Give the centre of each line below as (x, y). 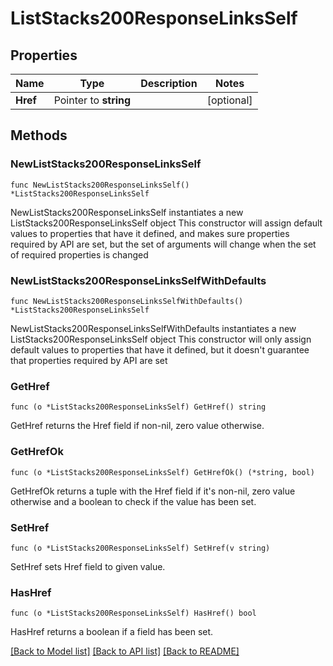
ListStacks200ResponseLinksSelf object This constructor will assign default (166, 223)
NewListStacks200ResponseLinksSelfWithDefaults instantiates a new (153, 328)
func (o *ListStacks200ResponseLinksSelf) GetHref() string (138, 407)
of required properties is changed (79, 254)
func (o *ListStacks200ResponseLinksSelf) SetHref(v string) (140, 548)
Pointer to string (92, 100)
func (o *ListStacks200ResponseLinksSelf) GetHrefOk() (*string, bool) (162, 472)
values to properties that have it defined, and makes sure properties (150, 233)
